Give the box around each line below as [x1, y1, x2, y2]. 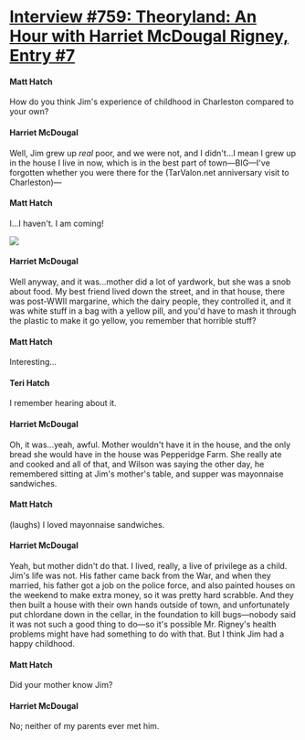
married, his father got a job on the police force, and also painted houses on [9, 580, 295, 591]
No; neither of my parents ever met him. [9, 721, 160, 732]
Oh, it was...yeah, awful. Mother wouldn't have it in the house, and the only [9, 439, 291, 450]
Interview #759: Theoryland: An [9, 6, 258, 27]
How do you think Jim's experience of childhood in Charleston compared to [9, 96, 294, 107]
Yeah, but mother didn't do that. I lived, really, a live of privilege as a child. [9, 561, 288, 572]
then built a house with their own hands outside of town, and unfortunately [9, 599, 290, 610]
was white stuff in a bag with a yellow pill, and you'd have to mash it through [9, 306, 297, 316]
